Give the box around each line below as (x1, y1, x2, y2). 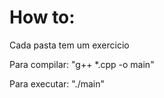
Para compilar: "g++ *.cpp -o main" (9, 58, 155, 70)
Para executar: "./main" (9, 77, 105, 90)
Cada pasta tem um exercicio (9, 39, 130, 51)
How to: (9, 6, 76, 29)
